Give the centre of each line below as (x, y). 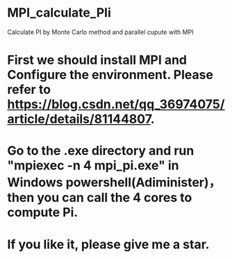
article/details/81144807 (79, 119)
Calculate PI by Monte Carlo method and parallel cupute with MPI (100, 32)
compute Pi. (43, 212)
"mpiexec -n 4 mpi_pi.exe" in (93, 166)
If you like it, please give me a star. (108, 244)
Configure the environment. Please (110, 75)
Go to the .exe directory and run (101, 151)
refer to (29, 90)
